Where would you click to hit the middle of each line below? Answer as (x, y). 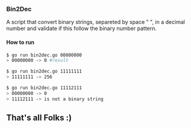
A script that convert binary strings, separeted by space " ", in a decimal (96, 22)
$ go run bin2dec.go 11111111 (44, 72)
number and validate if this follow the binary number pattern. (82, 28)
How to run (20, 42)
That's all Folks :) (39, 118)
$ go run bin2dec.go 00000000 (44, 55)
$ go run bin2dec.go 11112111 (44, 88)
